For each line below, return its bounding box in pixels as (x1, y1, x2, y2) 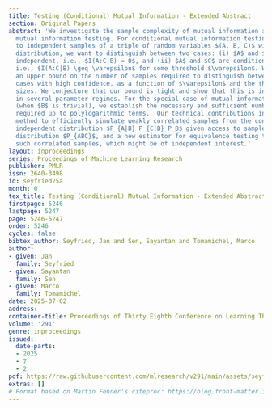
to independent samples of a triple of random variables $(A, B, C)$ (15, 42, 255, 50)
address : (8, 305, 38, 313)
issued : (8, 334, 35, 343)
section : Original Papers (8, 19, 96, 27)
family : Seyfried (15, 259, 74, 267)
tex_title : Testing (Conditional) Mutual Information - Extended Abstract (8, 191, 266, 200)
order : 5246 (8, 222, 49, 230)
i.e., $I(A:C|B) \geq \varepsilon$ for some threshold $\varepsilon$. (15, 65, 259, 73)
